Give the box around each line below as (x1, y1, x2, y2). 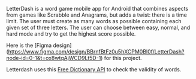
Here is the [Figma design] (6, 42, 72, 49)
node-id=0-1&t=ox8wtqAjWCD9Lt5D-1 (6, 55, 101, 61)
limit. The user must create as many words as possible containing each (6, 18, 182, 24)
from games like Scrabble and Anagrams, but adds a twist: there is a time (6, 11, 187, 18)
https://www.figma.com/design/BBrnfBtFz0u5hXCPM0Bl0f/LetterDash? (8, 48, 185, 55)
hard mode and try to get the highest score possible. (6, 30, 136, 37)
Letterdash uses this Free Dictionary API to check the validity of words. (6, 66, 182, 73)
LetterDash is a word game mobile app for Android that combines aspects (6, 5, 189, 12)
